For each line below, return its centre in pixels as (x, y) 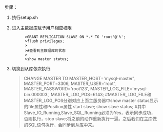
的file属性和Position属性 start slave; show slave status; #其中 (85, 107)
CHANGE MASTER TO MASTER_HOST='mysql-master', (79, 78)
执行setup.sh (25, 17)
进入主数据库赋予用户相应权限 (41, 28)
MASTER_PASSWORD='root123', (57, 89)
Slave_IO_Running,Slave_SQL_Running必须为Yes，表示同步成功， (90, 113)
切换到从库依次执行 (31, 69)
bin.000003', (37, 94)
